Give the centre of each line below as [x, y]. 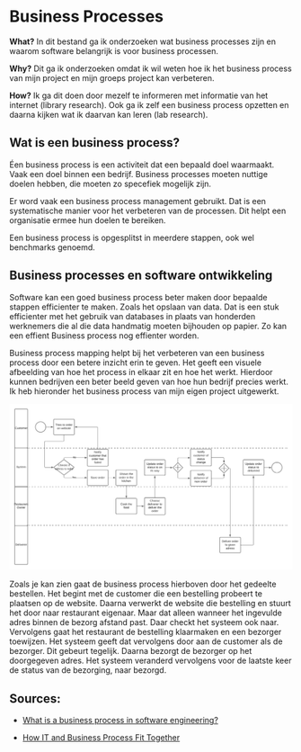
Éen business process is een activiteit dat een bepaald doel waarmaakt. [142, 165]
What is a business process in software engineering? [120, 721]
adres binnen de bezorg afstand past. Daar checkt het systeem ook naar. [144, 622]
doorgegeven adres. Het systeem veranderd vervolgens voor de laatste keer [150, 661]
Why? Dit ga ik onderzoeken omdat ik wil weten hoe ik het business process [150, 68]
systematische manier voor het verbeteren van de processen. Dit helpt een [148, 210]
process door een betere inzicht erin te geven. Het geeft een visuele [136, 363]
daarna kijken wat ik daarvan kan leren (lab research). [109, 114]
